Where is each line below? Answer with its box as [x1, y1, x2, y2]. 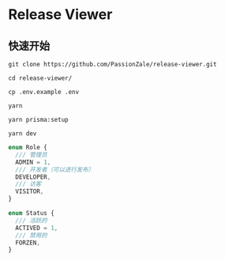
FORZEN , [15, 239, 41, 247]
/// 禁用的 [15, 231, 47, 239]
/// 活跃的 [15, 216, 47, 225]
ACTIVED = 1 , [15, 224, 58, 232]
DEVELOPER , [15, 172, 51, 181]
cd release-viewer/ [8, 74, 73, 82]
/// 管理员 [15, 150, 47, 159]
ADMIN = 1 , [15, 158, 51, 166]
